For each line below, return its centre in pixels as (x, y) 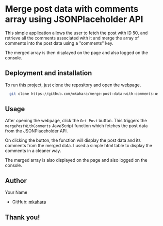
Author (16, 180)
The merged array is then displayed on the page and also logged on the (77, 53)
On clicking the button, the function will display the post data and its (73, 140)
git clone (19, 94)
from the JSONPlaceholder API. (36, 131)
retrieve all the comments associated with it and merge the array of (72, 38)
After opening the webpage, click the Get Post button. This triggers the (76, 121)
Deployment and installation (49, 73)
